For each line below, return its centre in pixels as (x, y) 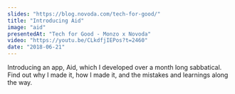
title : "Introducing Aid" (46, 21)
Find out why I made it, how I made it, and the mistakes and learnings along (118, 75)
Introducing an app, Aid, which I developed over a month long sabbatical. (115, 67)
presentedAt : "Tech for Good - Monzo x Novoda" (79, 34)
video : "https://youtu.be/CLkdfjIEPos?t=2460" (78, 41)
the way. (20, 82)
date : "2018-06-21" (36, 47)
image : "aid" (27, 27)
